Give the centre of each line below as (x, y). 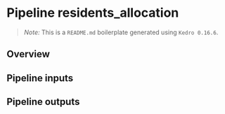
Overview (28, 54)
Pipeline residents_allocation (93, 13)
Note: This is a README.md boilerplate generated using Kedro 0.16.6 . (121, 32)
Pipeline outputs (43, 102)
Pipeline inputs (40, 78)
